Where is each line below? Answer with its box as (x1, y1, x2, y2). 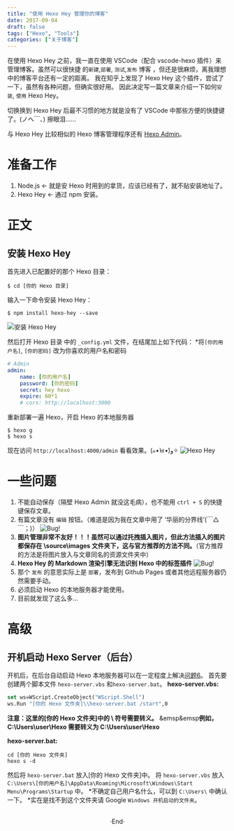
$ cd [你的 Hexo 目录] (7, 283, 69, 290)
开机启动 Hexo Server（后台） (7, 651, 138, 663)
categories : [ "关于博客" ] (7, 36, 79, 43)
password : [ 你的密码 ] (20, 379, 79, 387)
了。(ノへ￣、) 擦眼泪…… (7, 115, 77, 123)
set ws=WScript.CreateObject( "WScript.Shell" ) (7, 694, 145, 701)
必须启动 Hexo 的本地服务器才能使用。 (17, 585, 128, 594)
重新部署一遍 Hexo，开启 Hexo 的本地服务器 (7, 413, 134, 421)
